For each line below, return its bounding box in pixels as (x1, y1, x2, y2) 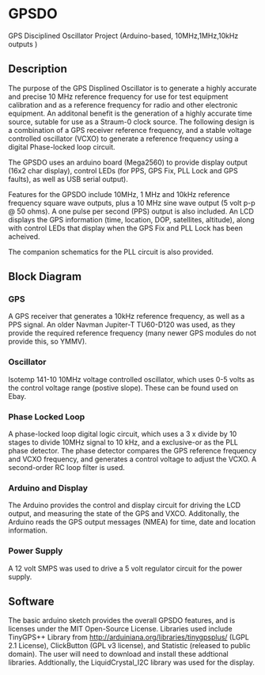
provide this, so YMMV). (8, 337, 87, 347)
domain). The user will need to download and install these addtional (8, 650, 229, 659)
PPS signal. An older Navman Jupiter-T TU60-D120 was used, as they (8, 320, 236, 329)
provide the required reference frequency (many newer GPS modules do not (8, 328, 257, 338)
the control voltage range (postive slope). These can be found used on (8, 383, 239, 392)
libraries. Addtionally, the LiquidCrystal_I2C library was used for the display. (8, 658, 256, 667)
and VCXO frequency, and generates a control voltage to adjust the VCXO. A (8, 454, 257, 464)
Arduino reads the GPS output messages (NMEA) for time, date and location (8, 518, 256, 527)
